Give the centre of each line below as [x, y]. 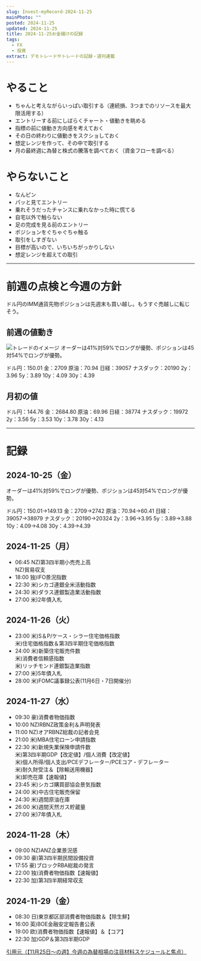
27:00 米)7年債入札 [38, 814]
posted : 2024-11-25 [31, 23]
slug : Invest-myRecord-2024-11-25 [49, 12]
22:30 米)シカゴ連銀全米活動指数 [55, 584]
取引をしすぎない [36, 240]
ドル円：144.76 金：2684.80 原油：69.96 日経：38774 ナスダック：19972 [97, 412]
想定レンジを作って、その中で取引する [62, 143]
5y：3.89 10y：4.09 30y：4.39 [57, 375]
